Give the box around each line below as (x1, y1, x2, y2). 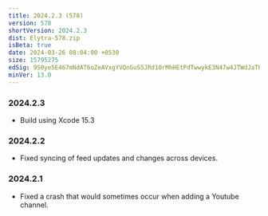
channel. (19, 200, 49, 210)
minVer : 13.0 (8, 71, 52, 79)
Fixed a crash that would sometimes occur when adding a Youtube (19, 191, 239, 201)
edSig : (8, 64, 30, 72)
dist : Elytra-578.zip (8, 33, 81, 42)
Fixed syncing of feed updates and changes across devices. (19, 153, 218, 163)
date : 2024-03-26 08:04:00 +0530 (8, 49, 120, 57)
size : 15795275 (8, 57, 59, 65)
